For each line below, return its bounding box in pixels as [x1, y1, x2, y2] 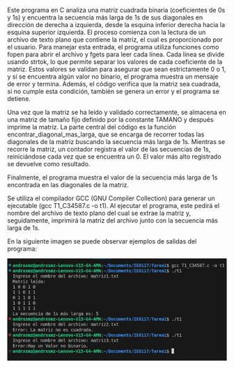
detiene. [7, 95, 31, 103]
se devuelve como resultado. [7, 160, 91, 168]
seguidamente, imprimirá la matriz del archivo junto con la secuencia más [7, 216, 218, 225]
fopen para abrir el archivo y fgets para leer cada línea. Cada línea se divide [7, 50, 225, 58]
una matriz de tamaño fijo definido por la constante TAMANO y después [7, 115, 214, 124]
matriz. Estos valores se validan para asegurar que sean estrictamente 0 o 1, [7, 65, 226, 73]
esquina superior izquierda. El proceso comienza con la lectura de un [7, 28, 206, 36]
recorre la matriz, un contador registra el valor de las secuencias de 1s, [7, 145, 211, 153]
